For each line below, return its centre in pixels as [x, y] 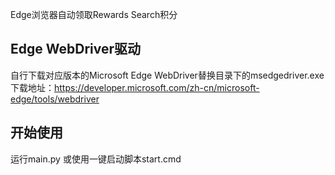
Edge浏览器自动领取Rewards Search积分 [94, 14]
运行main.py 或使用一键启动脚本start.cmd [96, 159]
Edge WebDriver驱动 [76, 49]
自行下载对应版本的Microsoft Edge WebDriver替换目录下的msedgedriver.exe [167, 75]
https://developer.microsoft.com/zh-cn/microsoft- [157, 87]
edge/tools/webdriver [55, 99]
